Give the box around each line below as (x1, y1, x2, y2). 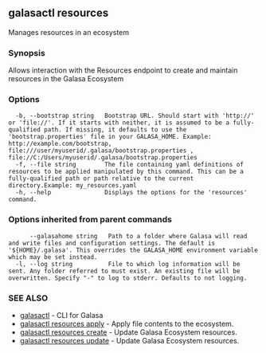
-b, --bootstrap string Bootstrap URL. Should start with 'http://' (15, 112, 255, 120)
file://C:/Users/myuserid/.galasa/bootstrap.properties (8, 154, 198, 162)
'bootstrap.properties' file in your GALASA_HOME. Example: (8, 133, 213, 141)
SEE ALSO (8, 292, 49, 304)
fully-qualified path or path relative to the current (8, 175, 194, 182)
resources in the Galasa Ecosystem (8, 74, 124, 84)
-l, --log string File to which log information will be (15, 260, 241, 268)
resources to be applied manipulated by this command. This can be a (8, 167, 244, 176)
